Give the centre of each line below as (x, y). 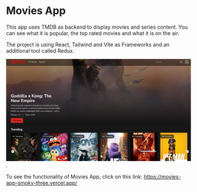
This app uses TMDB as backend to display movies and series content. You (97, 27)
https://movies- (162, 176)
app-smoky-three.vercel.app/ (42, 183)
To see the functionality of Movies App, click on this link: (74, 176)
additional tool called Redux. (40, 50)
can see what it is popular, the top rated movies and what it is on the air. (93, 33)
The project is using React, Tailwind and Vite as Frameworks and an (88, 44)
